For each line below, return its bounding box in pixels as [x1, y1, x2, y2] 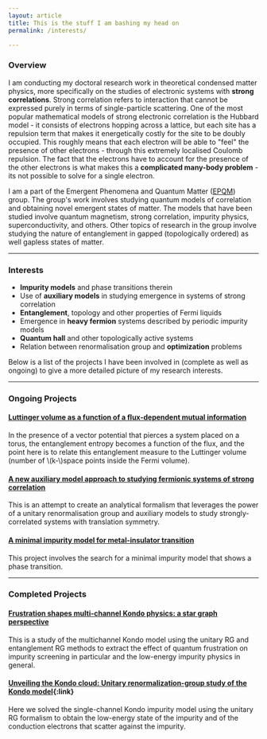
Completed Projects [8, 588, 87, 600]
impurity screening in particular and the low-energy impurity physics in [8, 651, 241, 661]
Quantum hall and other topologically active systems [19, 333, 194, 342]
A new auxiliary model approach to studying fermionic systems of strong [8, 474, 254, 483]
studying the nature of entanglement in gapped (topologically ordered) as [8, 229, 249, 238]
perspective [8, 617, 49, 627]
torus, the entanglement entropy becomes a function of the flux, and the [8, 439, 245, 448]
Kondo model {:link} [8, 686, 75, 697]
